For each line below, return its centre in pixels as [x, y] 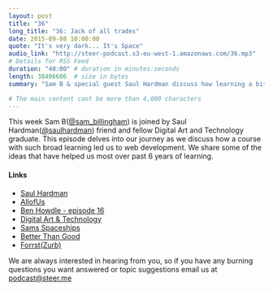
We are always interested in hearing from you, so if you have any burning [131, 260]
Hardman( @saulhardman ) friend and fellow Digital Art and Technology [126, 130]
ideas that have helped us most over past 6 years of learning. [111, 156]
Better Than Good [50, 236]
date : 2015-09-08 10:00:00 [54, 39]
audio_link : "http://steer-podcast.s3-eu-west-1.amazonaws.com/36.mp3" [132, 54]
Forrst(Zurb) [41, 245]
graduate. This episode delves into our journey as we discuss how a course [135, 139]
